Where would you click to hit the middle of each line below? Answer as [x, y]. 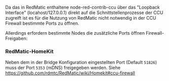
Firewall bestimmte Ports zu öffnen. [42, 23]
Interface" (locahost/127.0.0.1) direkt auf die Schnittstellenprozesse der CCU [84, 13]
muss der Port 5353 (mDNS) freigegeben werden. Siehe [63, 68]
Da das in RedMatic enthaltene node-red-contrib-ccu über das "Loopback [83, 7]
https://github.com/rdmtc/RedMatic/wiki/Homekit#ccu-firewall [70, 73]
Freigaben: [16, 38]
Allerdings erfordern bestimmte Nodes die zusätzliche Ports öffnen [75, 33]
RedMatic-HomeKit [30, 51]
